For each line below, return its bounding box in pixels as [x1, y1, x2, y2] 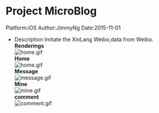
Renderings [14, 42, 44, 49]
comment [14, 93, 40, 100]
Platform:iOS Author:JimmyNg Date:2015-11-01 [5, 24, 121, 31]
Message [14, 67, 38, 75]
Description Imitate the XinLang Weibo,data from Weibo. [14, 35, 154, 43]
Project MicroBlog [5, 4, 97, 18]
